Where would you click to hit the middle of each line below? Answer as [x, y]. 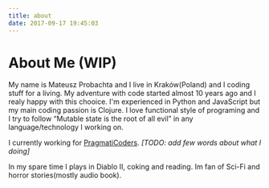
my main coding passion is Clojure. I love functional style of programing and [134, 110]
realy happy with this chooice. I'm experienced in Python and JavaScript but [134, 102]
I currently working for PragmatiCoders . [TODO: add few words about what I [135, 143]
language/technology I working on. [66, 127]
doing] [19, 151]
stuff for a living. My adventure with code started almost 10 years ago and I [132, 94]
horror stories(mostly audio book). [65, 175]
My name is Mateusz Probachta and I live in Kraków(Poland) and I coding [129, 85]
